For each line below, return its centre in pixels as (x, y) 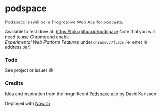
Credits (14, 83)
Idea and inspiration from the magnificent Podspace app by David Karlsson (81, 94)
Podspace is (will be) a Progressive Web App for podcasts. (64, 22)
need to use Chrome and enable (37, 37)
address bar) (18, 47)
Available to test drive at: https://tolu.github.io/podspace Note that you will (80, 31)
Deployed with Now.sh (28, 103)
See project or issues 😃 (29, 70)
